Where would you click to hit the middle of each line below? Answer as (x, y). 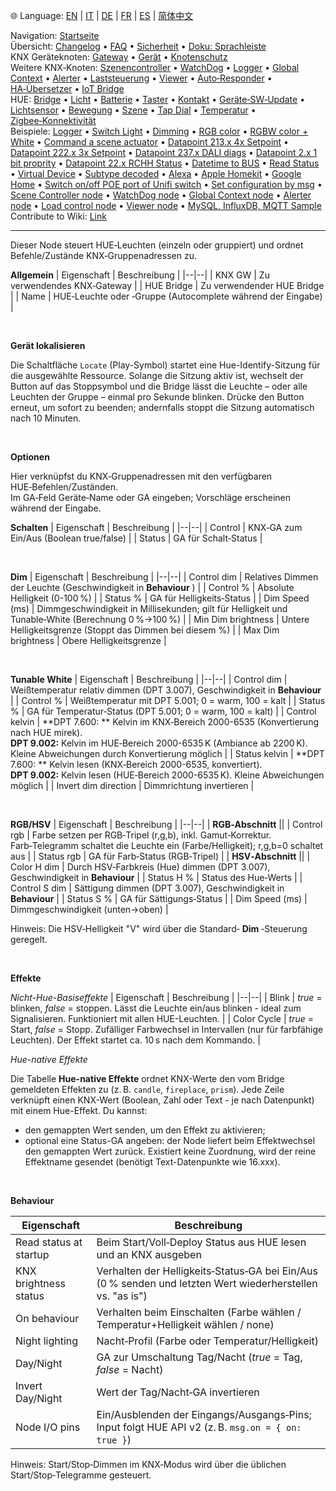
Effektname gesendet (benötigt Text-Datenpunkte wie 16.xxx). (152, 1162)
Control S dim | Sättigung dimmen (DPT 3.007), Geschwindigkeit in (147, 888)
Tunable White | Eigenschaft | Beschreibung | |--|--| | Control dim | (149, 679)
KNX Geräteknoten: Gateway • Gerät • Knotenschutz (119, 57)
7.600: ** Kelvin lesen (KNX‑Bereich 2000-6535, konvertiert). (136, 764)
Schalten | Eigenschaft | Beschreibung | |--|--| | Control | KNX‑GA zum (156, 527)
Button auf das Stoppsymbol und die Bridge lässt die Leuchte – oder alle (159, 386)
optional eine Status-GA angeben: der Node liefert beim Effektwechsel (170, 1140)
